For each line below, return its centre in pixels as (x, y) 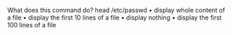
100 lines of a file (32, 25)
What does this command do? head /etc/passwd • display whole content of (116, 10)
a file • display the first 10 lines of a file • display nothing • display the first (115, 17)
